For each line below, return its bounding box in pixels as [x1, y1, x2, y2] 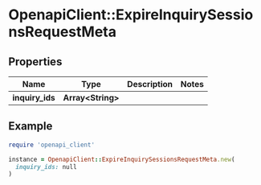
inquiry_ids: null [15, 162, 78, 171]
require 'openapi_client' [8, 141, 95, 149]
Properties [8, 55, 63, 68]
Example [8, 119, 53, 134]
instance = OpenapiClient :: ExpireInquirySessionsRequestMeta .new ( [8, 155, 235, 163]
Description [127, 79, 173, 89]
